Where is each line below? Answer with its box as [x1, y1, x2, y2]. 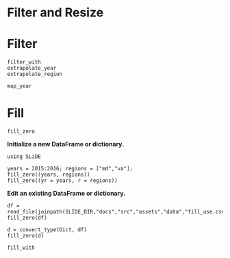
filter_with [7, 59, 41, 66]
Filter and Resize [7, 5, 104, 21]
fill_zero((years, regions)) [7, 171, 90, 179]
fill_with [7, 244, 36, 251]
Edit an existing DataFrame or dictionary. [7, 190, 126, 198]
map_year [7, 83, 32, 90]
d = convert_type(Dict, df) [7, 227, 88, 233]
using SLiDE [7, 153, 41, 160]
